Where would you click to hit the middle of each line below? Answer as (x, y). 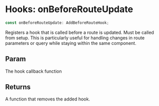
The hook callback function (33, 71)
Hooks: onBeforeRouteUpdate (69, 9)
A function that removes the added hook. (48, 99)
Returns (18, 87)
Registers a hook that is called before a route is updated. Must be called (80, 32)
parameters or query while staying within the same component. (71, 43)
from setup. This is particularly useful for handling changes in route (75, 38)
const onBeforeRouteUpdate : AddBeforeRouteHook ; (57, 23)
